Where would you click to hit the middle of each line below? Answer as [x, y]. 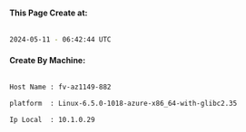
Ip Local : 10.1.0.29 [52, 120]
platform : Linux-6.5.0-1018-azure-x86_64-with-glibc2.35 [123, 104]
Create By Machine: [48, 60]
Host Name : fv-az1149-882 [60, 87]
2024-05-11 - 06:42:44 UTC [60, 40]
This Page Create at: [49, 13]
